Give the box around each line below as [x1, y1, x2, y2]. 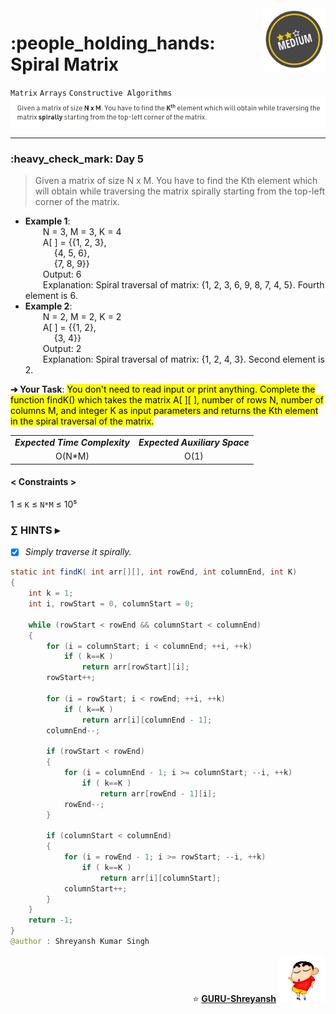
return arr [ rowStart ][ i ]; [81, 662, 190, 672]
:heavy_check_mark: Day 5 [10, 152, 145, 166]
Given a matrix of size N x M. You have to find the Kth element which [34, 175, 318, 187]
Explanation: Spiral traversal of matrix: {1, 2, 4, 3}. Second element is [42, 353, 325, 366]
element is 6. [24, 290, 78, 302]
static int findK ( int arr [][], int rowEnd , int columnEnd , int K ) [10, 567, 298, 577]
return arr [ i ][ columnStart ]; [99, 873, 222, 883]
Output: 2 [42, 343, 82, 355]
